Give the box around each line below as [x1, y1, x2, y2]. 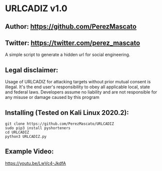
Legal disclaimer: [5, 66, 58, 74]
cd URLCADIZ [5, 130, 29, 135]
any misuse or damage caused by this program [5, 95, 100, 100]
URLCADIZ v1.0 [5, 3, 68, 14]
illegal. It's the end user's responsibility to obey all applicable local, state [5, 84, 150, 90]
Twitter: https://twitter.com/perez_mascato [5, 38, 140, 47]
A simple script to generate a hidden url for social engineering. [5, 52, 130, 57]
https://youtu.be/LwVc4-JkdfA [5, 160, 66, 166]
